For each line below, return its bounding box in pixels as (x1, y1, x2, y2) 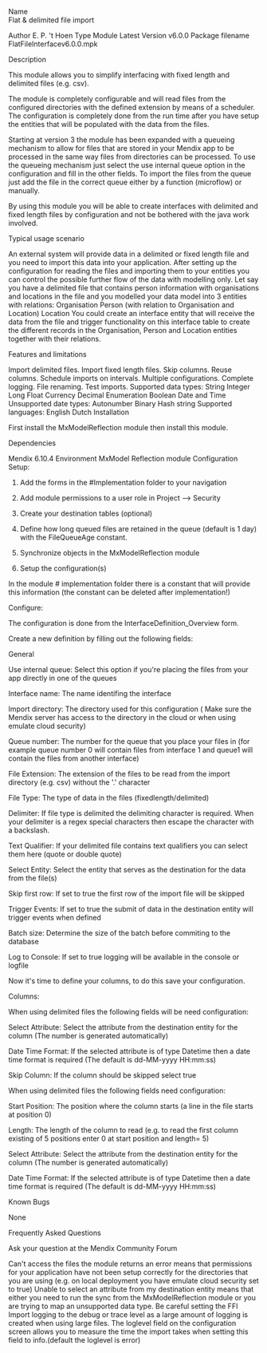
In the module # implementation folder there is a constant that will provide (8, 579, 251, 588)
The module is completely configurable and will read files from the (8, 94, 226, 103)
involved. (8, 219, 38, 227)
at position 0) (8, 1110, 52, 1119)
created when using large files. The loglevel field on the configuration (8, 1319, 237, 1327)
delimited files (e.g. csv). (8, 79, 89, 88)
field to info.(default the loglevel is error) (8, 1335, 141, 1344)
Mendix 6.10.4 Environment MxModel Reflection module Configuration (8, 454, 238, 463)
